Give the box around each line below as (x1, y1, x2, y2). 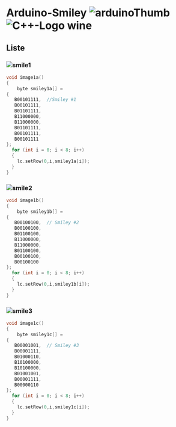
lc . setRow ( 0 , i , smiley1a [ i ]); (17, 158, 90, 164)
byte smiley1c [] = (17, 331, 63, 337)
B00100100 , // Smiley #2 (14, 220, 79, 226)
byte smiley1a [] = (17, 85, 63, 91)
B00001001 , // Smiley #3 (14, 343, 79, 349)
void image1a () (6, 74, 44, 81)
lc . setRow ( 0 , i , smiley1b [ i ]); (17, 281, 90, 287)
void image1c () (6, 320, 44, 326)
